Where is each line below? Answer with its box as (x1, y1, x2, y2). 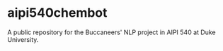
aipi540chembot (7, 5, 108, 21)
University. (7, 35, 39, 43)
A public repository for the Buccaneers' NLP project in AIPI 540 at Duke (7, 28, 216, 36)
